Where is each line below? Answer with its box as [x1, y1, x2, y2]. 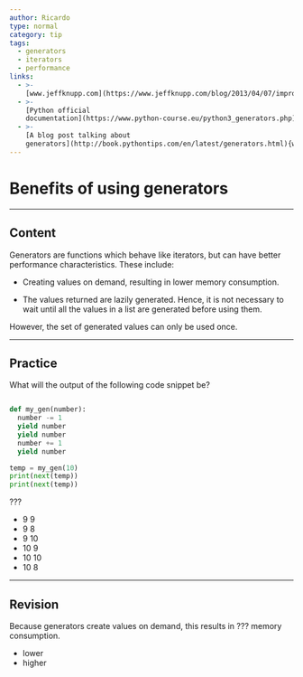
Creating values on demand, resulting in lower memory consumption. [22, 277, 280, 287]
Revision [9, 597, 60, 612]
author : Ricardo [9, 13, 70, 23]
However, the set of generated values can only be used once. [9, 321, 238, 332]
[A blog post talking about [25, 131, 131, 140]
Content [9, 225, 57, 240]
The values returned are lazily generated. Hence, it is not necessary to [22, 294, 284, 305]
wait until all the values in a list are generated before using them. [22, 304, 262, 315]
